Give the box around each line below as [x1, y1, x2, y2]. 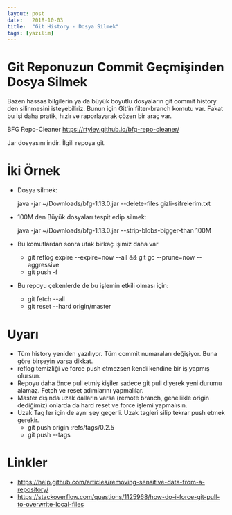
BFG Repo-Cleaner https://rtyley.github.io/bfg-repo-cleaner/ [7, 126, 180, 134]
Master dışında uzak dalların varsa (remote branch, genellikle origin [17, 394, 210, 403]
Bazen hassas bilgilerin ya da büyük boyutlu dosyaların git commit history [7, 97, 217, 105]
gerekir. [17, 416, 39, 424]
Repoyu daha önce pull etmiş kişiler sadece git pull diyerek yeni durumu [17, 379, 222, 387]
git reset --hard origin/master [27, 303, 111, 311]
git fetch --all [27, 295, 66, 303]
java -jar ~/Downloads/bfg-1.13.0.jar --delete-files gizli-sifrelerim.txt [17, 199, 211, 208]
